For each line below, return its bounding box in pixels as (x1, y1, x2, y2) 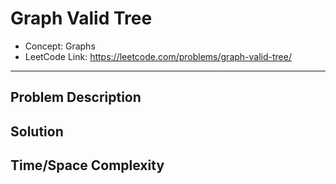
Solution (10, 123, 64, 140)
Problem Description (10, 89, 142, 106)
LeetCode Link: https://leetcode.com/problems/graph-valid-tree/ (24, 50, 292, 62)
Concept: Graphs (24, 40, 96, 52)
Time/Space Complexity (10, 157, 165, 174)
